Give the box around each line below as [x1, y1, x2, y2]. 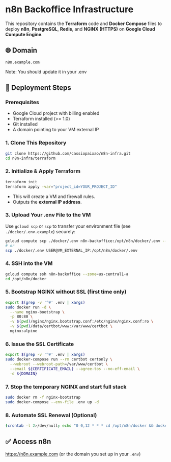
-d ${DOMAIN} [10, 371, 38, 376]
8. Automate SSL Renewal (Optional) [5, 411, 97, 419]
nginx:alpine [10, 328, 38, 334]
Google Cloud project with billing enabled [12, 110, 100, 116]
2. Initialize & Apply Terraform [5, 167, 80, 175]
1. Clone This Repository [5, 139, 67, 147]
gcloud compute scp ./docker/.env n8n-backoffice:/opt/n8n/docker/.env [5, 238, 160, 244]
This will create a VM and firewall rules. [12, 193, 95, 200]
